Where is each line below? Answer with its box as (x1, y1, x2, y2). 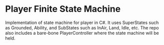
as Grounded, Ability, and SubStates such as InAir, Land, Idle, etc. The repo (5, 24, 159, 30)
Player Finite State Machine (5, 3, 121, 15)
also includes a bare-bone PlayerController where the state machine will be (5, 30, 159, 36)
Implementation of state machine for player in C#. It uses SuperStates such (5, 20, 159, 25)
